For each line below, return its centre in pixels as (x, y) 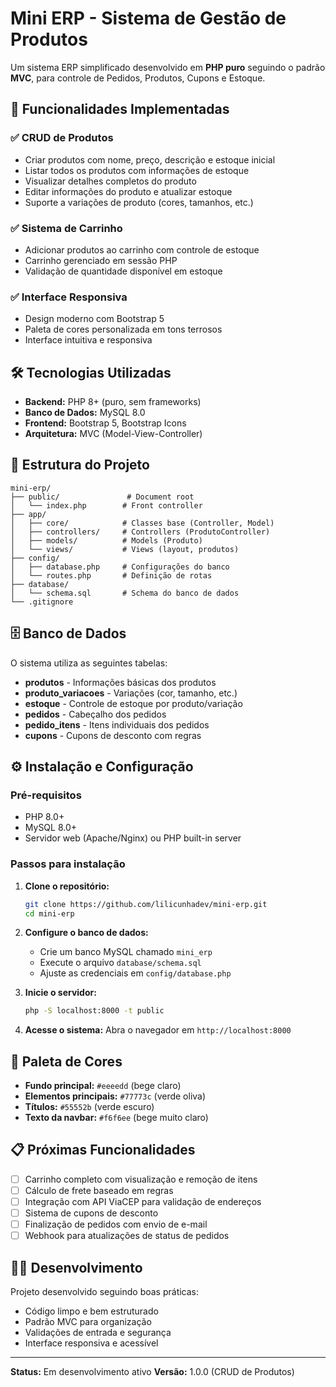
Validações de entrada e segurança (98, 1333)
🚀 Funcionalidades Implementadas (120, 109)
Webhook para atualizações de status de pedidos (127, 1236)
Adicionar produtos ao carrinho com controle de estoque (142, 249)
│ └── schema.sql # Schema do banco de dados (125, 593)
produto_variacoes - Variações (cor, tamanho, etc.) (131, 693)
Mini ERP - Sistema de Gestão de (148, 18)
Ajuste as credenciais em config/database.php (135, 973)
